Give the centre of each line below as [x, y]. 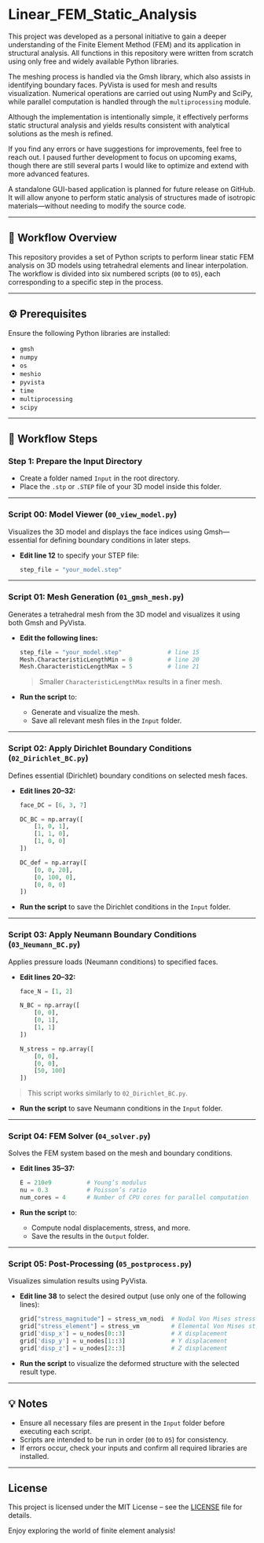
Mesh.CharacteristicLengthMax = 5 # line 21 [109, 667]
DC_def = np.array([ [53, 863]
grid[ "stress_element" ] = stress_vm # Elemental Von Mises [132, 1327]
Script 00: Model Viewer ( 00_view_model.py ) [93, 514]
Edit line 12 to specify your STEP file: [79, 555]
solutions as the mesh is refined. [61, 133]
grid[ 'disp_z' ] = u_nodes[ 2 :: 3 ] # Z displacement [123, 1348]
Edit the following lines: [59, 638]
